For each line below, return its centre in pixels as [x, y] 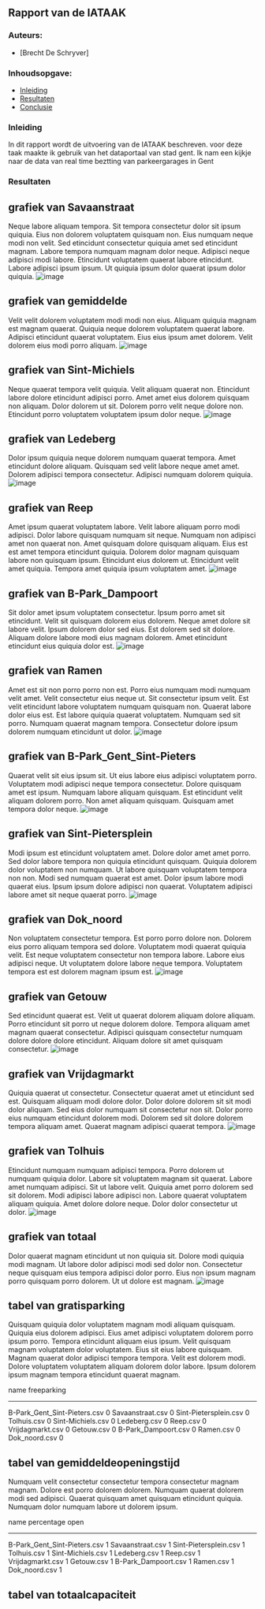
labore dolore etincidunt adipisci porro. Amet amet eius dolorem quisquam [129, 397]
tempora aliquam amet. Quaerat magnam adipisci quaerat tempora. [117, 1126]
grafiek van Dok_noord [65, 919]
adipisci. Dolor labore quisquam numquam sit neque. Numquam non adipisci [132, 535]
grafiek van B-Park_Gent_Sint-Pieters [102, 756]
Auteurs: [26, 35]
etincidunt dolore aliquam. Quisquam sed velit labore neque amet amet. [124, 466]
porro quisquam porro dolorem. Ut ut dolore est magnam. [101, 1281]
